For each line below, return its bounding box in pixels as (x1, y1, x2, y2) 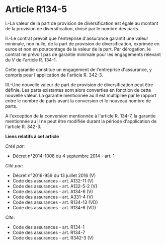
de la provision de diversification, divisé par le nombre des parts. (5, 25, 140, 31)
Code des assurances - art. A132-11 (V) (12, 177, 94, 183)
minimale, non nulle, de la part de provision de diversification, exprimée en (5, 40, 160, 46)
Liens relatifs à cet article (5, 133, 59, 139)
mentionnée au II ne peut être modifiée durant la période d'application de (5, 118, 157, 124)
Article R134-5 (5, 4, 67, 15)
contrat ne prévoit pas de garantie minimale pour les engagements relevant (5, 51, 161, 57)
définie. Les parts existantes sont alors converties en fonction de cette (5, 87, 151, 93)
